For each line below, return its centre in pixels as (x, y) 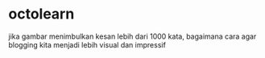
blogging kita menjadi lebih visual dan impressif (87, 44)
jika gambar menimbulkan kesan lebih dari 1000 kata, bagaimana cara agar (132, 36)
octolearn (41, 14)
